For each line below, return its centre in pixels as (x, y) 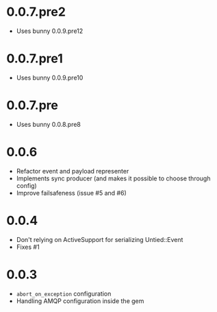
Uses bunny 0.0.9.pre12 (50, 31)
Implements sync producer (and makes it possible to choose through (113, 178)
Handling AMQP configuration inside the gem (80, 301)
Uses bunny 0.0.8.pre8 (49, 124)
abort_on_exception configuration (64, 293)
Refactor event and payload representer (73, 171)
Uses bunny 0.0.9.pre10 (50, 77)
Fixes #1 (28, 247)
